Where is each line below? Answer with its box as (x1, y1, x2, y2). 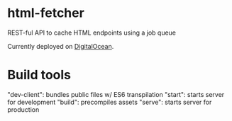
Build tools (7, 67, 72, 83)
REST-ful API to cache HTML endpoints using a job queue (7, 28, 176, 37)
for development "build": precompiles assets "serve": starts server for (7, 98, 212, 106)
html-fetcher (7, 5, 85, 21)
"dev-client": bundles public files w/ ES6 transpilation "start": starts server (7, 90, 225, 98)
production (7, 105, 40, 114)
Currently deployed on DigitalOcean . (7, 42, 114, 50)
